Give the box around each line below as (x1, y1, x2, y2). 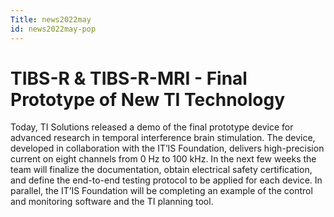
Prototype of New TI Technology (10, 88, 286, 111)
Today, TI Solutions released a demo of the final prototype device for (10, 121, 294, 133)
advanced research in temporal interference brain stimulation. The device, (10, 132, 316, 144)
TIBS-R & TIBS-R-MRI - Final (10, 67, 248, 90)
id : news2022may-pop (10, 24, 97, 34)
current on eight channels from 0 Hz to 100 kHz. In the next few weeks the (10, 153, 317, 165)
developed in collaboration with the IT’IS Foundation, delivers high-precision (10, 142, 325, 155)
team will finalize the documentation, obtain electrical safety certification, (10, 164, 313, 176)
